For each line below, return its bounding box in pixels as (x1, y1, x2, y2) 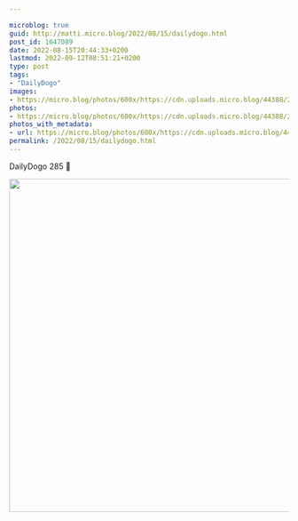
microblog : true (9, 20, 69, 29)
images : (9, 86, 38, 96)
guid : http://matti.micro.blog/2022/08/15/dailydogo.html (9, 28, 228, 38)
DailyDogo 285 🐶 (9, 161, 71, 172)
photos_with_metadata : (9, 120, 93, 129)
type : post (9, 62, 50, 71)
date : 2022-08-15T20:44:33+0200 (9, 45, 129, 54)
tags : (9, 70, 29, 80)
